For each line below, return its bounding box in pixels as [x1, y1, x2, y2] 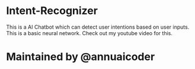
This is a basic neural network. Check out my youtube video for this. [6, 29, 173, 36]
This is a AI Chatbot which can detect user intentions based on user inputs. [6, 23, 190, 30]
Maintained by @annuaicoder [6, 50, 155, 64]
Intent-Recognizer [6, 4, 98, 18]
